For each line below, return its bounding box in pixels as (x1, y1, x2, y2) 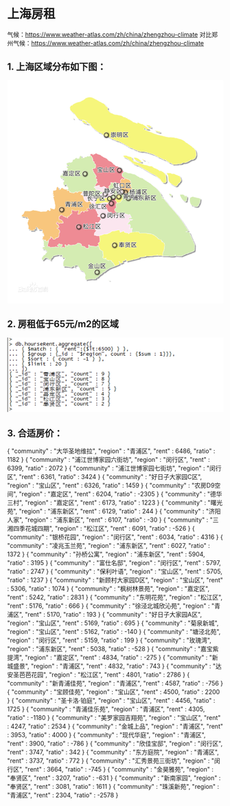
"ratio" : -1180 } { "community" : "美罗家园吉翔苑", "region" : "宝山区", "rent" (7, 714, 221, 722)
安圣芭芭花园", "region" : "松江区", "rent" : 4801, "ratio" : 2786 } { (7, 670, 190, 679)
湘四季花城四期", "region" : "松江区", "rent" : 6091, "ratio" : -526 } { (7, 524, 195, 533)
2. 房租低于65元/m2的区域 (7, 318, 119, 330)
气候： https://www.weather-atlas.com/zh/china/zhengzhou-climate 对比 (7, 30, 212, 39)
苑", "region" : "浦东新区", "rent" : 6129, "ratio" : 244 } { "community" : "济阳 (7, 507, 221, 516)
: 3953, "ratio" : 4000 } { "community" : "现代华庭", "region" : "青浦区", (7, 731, 206, 739)
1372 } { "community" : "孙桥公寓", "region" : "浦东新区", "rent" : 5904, (7, 550, 205, 558)
